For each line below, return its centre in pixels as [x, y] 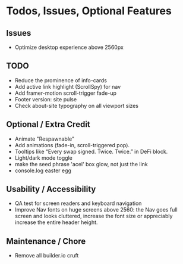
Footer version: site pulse [46, 99]
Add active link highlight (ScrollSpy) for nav [68, 86]
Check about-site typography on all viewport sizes [76, 105]
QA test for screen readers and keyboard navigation [78, 203]
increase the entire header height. [56, 222]
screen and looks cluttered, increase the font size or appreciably [94, 216]
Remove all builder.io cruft [47, 256]
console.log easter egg [43, 170]
